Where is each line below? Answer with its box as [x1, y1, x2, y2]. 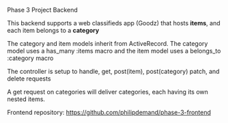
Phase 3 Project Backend [7, 6, 78, 14]
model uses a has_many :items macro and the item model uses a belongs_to [7, 47, 221, 55]
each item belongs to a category [7, 27, 100, 34]
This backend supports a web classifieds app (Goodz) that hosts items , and [7, 19, 220, 27]
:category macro [7, 54, 54, 62]
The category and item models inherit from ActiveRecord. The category [7, 40, 208, 47]
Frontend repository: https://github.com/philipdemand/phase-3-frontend [7, 109, 212, 116]
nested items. [7, 95, 46, 103]
